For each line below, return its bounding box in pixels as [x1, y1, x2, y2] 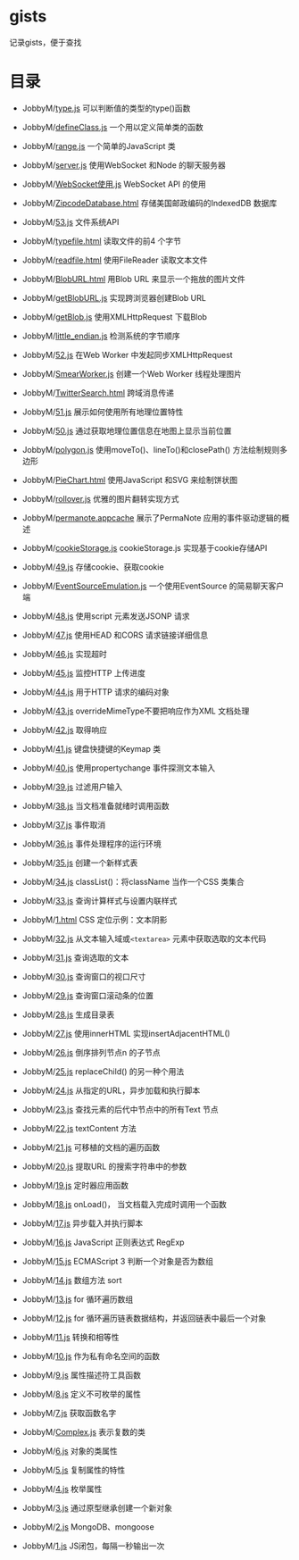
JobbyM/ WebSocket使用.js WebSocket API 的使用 [21, 179, 207, 189]
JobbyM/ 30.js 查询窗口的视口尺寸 [21, 971, 146, 981]
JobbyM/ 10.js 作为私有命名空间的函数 [21, 1350, 161, 1361]
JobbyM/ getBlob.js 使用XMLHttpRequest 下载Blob [21, 311, 208, 322]
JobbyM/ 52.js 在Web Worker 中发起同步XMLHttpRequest [21, 349, 234, 360]
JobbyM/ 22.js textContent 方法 [21, 1122, 137, 1133]
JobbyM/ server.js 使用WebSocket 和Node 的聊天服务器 [21, 159, 226, 171]
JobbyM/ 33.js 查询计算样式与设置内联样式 [21, 895, 178, 905]
